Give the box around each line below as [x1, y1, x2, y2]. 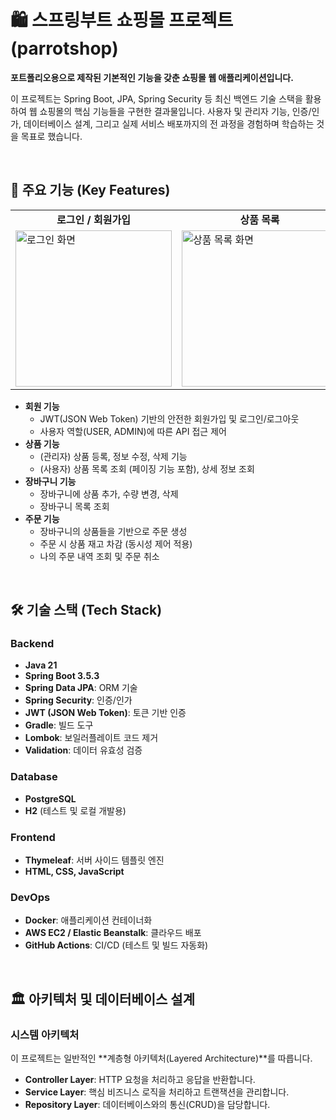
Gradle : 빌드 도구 [24, 719, 94, 731]
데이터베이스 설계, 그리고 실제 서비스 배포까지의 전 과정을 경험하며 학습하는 [23, 117, 315, 130]
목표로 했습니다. [20, 130, 83, 142]
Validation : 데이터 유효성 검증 [24, 744, 143, 756]
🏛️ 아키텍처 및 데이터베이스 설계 [10, 991, 195, 1008]
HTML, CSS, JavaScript [24, 866, 125, 878]
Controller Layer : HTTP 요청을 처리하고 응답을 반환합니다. [24, 1074, 256, 1086]
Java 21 [24, 659, 58, 671]
